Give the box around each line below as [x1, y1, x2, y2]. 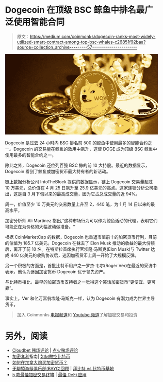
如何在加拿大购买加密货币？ [12, 360, 68, 365]
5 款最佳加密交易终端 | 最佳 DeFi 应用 [12, 372, 87, 378]
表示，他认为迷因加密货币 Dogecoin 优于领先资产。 [5, 268, 108, 275]
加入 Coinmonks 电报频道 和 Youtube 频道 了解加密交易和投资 [16, 312, 138, 317]
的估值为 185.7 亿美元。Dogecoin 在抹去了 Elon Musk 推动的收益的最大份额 [5, 240, 155, 246]
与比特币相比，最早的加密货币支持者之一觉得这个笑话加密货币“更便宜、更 [5, 279, 152, 285]
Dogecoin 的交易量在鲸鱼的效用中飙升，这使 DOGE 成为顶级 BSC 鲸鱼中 [13, 146, 158, 152]
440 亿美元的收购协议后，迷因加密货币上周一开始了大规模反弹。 [10, 252, 139, 258]
